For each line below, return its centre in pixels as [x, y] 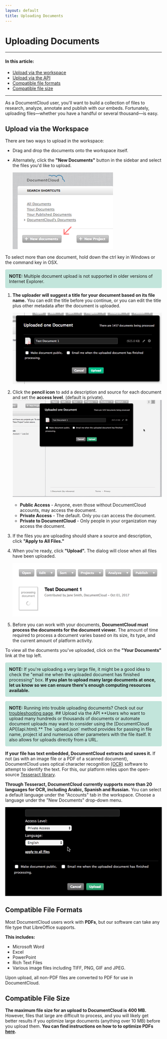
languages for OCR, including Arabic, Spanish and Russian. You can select [83, 789]
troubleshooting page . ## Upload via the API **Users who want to [77, 713]
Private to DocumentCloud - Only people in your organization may [88, 521]
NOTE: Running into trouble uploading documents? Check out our [76, 708]
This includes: [20, 937]
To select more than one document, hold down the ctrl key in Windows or [80, 257]
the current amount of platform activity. [52, 640]
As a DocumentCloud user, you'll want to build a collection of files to [75, 103]
